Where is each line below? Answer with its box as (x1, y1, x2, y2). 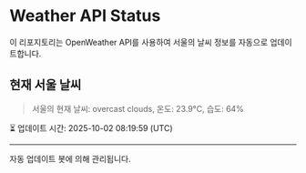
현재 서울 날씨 (9, 77, 82, 93)
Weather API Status (9, 5, 161, 26)
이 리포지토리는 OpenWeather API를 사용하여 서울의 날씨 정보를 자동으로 (9, 36, 269, 47)
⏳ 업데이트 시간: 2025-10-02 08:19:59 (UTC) (9, 122, 173, 133)
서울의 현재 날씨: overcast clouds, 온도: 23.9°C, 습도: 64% (31, 103, 244, 114)
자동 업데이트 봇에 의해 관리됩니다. (9, 153, 131, 164)
